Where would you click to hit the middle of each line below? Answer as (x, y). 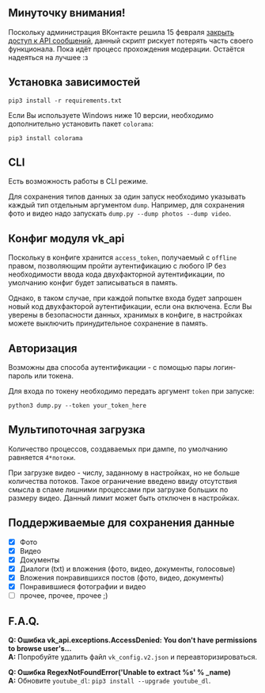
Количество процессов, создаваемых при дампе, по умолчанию (118, 449)
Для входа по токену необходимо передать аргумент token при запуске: (131, 391)
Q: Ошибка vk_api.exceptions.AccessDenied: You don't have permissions (132, 640)
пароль (21, 376)
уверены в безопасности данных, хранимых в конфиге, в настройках (125, 315)
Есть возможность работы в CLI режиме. (78, 181)
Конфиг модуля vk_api (66, 238)
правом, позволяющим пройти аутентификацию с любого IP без (117, 266)
